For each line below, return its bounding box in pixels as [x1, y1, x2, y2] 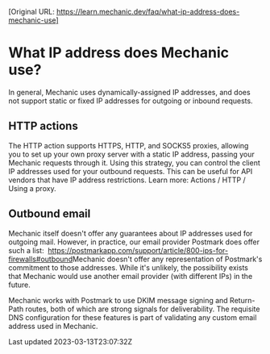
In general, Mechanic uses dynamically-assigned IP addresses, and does [8, 87, 251, 97]
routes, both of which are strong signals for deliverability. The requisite [25, 304, 260, 314]
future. [8, 280, 31, 289]
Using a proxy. [8, 183, 56, 193]
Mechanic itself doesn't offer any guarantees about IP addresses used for [8, 228, 253, 238]
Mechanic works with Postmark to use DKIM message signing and [8, 295, 228, 305]
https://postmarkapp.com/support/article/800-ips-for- [48, 245, 228, 255]
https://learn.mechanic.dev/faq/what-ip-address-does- [56, 7, 240, 16]
